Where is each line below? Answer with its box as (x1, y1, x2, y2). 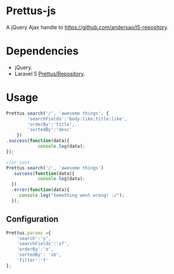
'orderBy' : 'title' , (27, 121, 75, 128)
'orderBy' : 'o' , (16, 246, 54, 252)
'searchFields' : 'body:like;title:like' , (27, 116, 128, 122)
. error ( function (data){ (11, 187, 69, 193)
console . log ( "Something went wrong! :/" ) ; (19, 193, 125, 198)
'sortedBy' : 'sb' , (16, 252, 62, 258)
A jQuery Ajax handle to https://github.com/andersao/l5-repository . (6, 24, 169, 31)
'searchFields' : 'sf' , (16, 241, 69, 247)
